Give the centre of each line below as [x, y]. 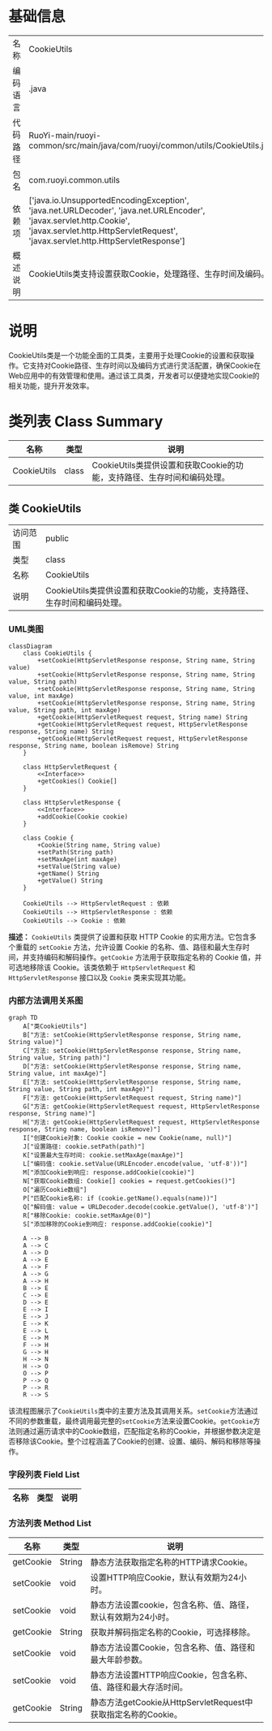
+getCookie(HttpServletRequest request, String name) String [143, 717]
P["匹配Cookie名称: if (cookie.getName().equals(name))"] [120, 1198]
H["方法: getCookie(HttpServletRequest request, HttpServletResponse [142, 1122]
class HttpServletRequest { [70, 767]
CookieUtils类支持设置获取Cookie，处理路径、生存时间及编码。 [149, 274]
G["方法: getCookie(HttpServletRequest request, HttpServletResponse [142, 1107]
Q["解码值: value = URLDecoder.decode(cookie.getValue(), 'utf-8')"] [141, 1207]
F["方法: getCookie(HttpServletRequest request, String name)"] [132, 1098]
